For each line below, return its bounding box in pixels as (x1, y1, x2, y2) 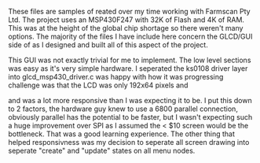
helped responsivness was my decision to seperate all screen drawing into (8, 138, 250, 146)
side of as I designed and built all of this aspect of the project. (8, 40, 208, 50)
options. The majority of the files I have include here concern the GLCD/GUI (8, 31, 253, 41)
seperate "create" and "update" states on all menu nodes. (8, 146, 196, 155)
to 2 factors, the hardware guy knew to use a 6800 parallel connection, (8, 104, 238, 113)
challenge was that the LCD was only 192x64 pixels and (8, 80, 189, 90)
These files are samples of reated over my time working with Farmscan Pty (8, 7, 251, 16)
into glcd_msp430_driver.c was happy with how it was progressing (8, 72, 224, 81)
